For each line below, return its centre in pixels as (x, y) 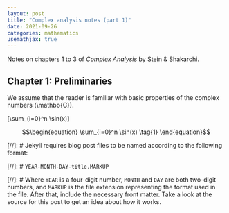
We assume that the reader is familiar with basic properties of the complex (113, 97)
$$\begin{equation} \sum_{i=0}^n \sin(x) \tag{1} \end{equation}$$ (116, 132)
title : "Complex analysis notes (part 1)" (69, 20)
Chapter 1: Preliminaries (60, 81)
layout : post (26, 14)
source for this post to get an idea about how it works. (84, 201)
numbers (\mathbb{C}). (40, 105)
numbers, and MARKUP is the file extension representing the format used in (111, 187)
